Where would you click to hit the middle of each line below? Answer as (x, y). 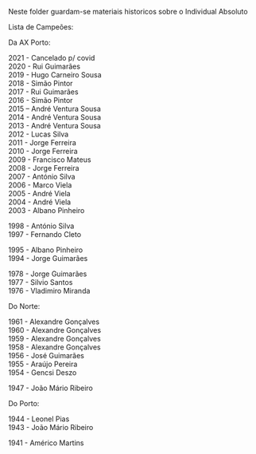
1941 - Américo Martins (46, 443)
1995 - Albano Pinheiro (46, 250)
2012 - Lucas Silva (39, 134)
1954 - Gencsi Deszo (43, 373)
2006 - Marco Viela (40, 185)
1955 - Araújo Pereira (43, 364)
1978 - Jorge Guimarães (48, 274)
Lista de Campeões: (41, 27)
